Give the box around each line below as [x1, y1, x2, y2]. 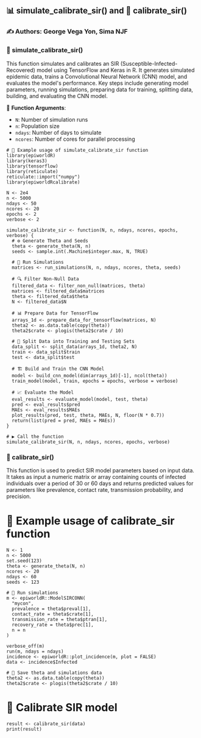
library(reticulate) [6, 168, 59, 174]
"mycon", [12, 600, 34, 606]
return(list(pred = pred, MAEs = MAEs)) [12, 417, 116, 424]
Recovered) [6, 66, 35, 74]
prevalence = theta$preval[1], [12, 606, 91, 612]
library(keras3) [6, 158, 48, 164]
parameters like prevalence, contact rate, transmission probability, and [6, 486, 183, 493]
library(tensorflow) [6, 163, 59, 169]
